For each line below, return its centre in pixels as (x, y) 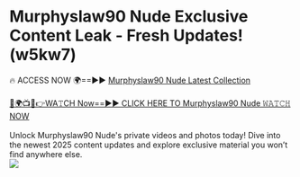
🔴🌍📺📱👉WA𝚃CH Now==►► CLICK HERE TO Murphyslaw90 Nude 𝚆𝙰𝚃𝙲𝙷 (150, 103)
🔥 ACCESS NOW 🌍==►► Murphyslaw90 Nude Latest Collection (130, 80)
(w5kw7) (43, 55)
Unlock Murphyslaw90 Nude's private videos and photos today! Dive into (145, 135)
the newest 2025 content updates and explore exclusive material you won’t (149, 145)
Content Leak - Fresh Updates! (126, 35)
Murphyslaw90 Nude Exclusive (129, 17)
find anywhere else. (46, 154)
